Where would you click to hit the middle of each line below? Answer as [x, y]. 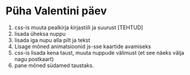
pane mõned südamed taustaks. [54, 65]
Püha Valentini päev [56, 11]
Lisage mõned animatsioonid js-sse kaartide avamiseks [82, 46]
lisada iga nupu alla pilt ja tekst [52, 40]
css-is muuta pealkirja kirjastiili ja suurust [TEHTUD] [79, 27]
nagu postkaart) [34, 59]
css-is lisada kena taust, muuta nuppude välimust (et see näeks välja [99, 52]
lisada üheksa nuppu [40, 33]
